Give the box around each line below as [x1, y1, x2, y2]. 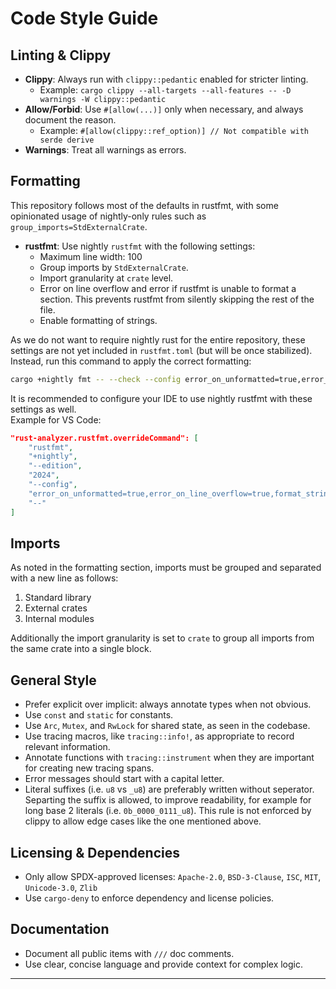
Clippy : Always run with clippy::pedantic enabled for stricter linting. [24, 73, 309, 85]
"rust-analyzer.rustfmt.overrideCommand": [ [10, 433, 199, 443]
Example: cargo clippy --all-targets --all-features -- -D [39, 84, 292, 96]
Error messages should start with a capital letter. [24, 773, 225, 785]
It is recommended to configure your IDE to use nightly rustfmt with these [10, 392, 313, 404]
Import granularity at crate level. [39, 272, 174, 284]
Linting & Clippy [10, 47, 112, 64]
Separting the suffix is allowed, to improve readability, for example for [24, 794, 312, 806]
